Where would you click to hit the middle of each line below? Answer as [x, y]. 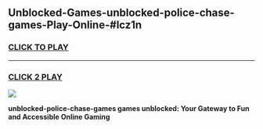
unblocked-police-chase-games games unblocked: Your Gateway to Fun [129, 108]
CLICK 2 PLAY [35, 77]
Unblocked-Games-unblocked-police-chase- [121, 13]
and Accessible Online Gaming [59, 116]
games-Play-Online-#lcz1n [75, 25]
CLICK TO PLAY [38, 48]
